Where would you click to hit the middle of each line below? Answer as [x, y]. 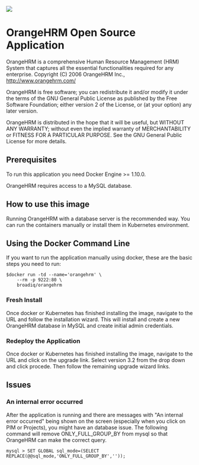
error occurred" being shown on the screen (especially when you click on [96, 421]
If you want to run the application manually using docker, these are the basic [99, 258]
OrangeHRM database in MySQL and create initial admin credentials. [90, 325]
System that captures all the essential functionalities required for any [90, 68]
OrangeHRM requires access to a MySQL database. [69, 185]
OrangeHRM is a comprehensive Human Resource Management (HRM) [93, 62]
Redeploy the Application [44, 341]
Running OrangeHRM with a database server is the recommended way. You [98, 219]
